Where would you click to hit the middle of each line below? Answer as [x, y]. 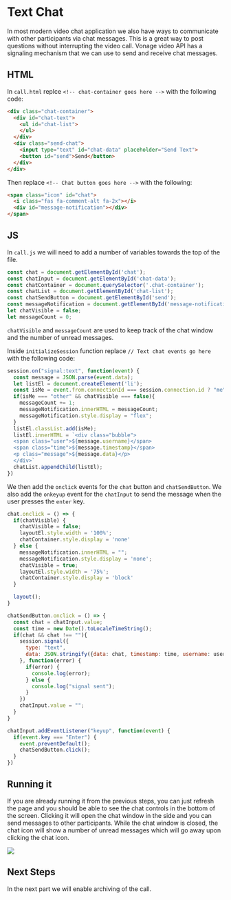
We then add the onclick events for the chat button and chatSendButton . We [114, 486]
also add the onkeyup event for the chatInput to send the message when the [114, 494]
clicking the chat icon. [38, 837]
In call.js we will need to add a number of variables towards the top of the [114, 252]
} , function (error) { [50, 661]
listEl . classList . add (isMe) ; [55, 428]
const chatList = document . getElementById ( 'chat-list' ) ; [90, 291]
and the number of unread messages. [60, 337]
